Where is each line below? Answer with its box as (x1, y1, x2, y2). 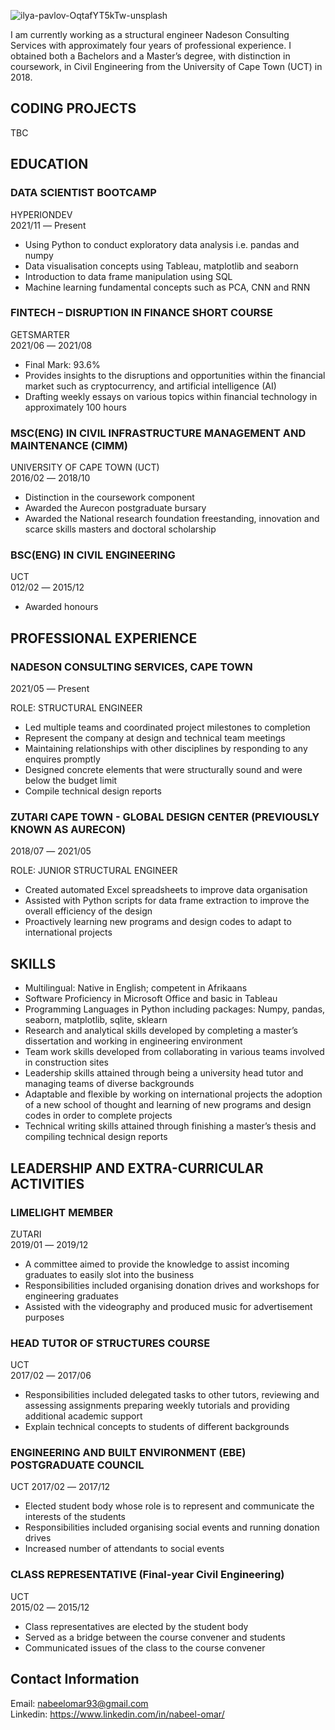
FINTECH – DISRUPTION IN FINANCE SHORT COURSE (10, 306, 274, 320)
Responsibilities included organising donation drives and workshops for (24, 1279, 320, 1291)
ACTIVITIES (10, 1175, 85, 1192)
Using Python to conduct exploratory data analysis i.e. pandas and (24, 238, 300, 250)
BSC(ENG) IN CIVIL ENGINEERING (10, 548, 176, 562)
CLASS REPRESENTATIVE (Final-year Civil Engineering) (10, 1568, 285, 1582)
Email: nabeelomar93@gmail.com (10, 1697, 149, 1709)
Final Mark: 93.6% (24, 358, 101, 370)
